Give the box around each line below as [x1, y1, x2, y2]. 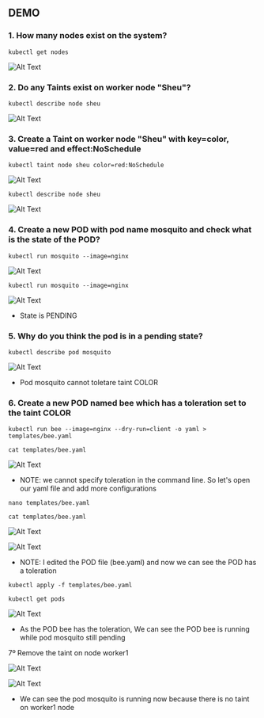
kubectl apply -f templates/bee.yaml [8, 582, 133, 590]
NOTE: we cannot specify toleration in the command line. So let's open [19, 475, 251, 485]
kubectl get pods [8, 595, 66, 603]
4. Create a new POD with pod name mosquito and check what [8, 224, 252, 235]
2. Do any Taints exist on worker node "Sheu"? [8, 82, 191, 93]
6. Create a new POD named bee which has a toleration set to [8, 397, 247, 408]
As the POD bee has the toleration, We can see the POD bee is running [19, 624, 251, 634]
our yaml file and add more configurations [19, 483, 157, 494]
